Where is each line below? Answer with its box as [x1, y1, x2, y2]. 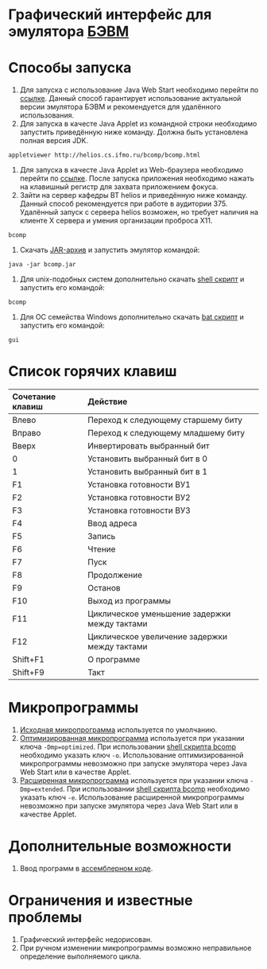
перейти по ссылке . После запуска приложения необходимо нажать [19, 173, 254, 184]
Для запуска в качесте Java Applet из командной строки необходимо [19, 119, 257, 129]
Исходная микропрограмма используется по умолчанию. [19, 725, 218, 735]
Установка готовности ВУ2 [87, 492, 191, 503]
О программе [87, 654, 141, 665]
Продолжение [87, 570, 143, 581]
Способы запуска [8, 59, 132, 77]
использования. [19, 110, 74, 120]
